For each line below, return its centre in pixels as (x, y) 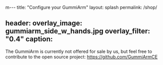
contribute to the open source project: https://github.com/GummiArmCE (81, 57)
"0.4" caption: (29, 39)
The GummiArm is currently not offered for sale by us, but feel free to (79, 51)
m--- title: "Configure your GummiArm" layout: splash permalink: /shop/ (81, 7)
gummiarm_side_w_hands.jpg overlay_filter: (78, 31)
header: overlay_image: (44, 23)
